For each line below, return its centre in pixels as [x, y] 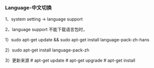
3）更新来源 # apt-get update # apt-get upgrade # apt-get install [70, 60]
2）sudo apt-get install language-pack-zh [47, 50]
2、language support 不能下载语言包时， [46, 30]
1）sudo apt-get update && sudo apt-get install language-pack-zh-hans [77, 40]
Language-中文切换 [29, 7]
